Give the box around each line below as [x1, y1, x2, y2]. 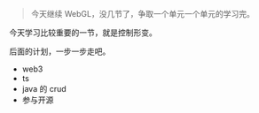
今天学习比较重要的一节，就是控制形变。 [9, 27, 157, 38]
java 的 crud [21, 84, 67, 94]
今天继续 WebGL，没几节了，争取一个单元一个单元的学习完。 [30, 9, 255, 19]
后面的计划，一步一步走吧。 [9, 46, 111, 56]
